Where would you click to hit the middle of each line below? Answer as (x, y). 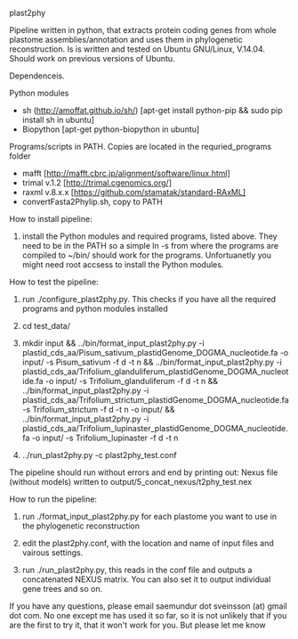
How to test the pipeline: (54, 282)
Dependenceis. (37, 76)
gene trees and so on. (62, 589)
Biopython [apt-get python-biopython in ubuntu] (111, 129)
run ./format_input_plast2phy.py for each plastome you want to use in (149, 516)
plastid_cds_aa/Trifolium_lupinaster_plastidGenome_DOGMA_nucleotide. (155, 428)
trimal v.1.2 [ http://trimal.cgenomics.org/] (97, 183)
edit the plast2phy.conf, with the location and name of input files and (148, 543)
